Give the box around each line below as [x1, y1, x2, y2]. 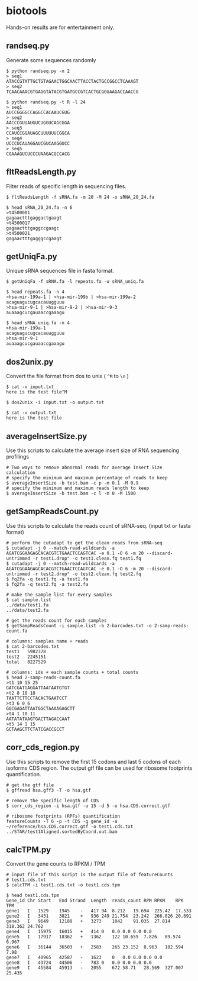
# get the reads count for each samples [6, 617, 108, 624]
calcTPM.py [6, 845, 51, 855]
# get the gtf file [6, 782, 54, 788]
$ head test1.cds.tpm [6, 892, 60, 899]
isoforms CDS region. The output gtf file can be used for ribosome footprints [6, 764, 193, 772]
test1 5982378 [6, 648, 46, 654]
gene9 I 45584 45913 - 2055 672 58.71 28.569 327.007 [6, 965, 184, 971]
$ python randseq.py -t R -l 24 [6, 99, 86, 105]
